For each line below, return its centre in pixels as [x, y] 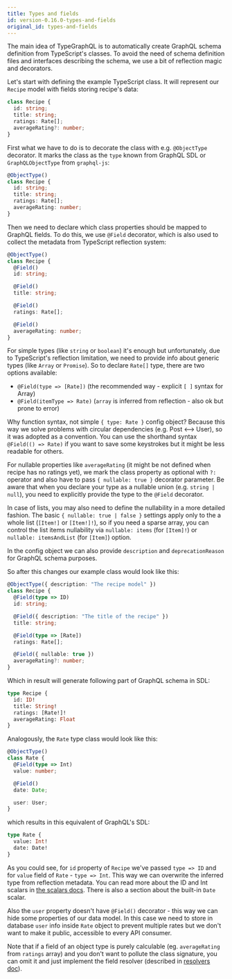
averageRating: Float [45, 719]
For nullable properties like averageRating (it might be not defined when [109, 465]
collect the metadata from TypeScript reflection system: [87, 242]
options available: [32, 373]
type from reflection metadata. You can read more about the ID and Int [107, 882]
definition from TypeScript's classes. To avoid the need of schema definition [116, 54]
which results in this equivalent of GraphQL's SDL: [79, 822]
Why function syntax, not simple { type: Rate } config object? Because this [116, 422]
